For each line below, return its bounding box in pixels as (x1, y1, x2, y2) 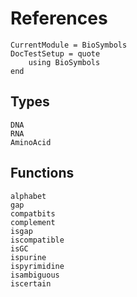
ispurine (10, 252, 47, 262)
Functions (10, 165, 75, 182)
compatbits (10, 208, 56, 219)
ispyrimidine (10, 261, 65, 271)
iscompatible (10, 235, 65, 245)
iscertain (10, 278, 52, 289)
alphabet (10, 191, 47, 201)
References (10, 7, 108, 30)
